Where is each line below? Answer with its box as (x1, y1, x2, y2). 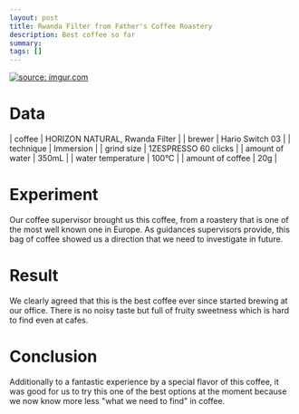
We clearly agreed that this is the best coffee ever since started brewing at (9, 295, 288, 306)
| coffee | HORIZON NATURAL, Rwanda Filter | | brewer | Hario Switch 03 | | (9, 133, 292, 145)
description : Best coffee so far (9, 30, 136, 39)
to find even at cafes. (9, 314, 89, 325)
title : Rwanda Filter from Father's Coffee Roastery (9, 22, 213, 31)
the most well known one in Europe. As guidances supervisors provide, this (9, 224, 290, 235)
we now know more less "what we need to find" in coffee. (9, 395, 226, 406)
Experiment (9, 185, 99, 205)
